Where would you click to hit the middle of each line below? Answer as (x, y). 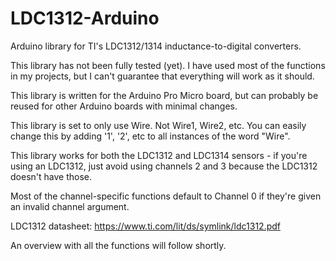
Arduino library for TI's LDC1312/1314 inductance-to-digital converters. (156, 46)
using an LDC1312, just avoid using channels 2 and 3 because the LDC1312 (164, 166)
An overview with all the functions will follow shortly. (118, 245)
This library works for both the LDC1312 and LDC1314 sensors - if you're (159, 155)
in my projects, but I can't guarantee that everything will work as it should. (162, 76)
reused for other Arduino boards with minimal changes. (124, 106)
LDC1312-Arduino (85, 18)
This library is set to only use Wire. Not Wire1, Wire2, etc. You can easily (158, 125)
